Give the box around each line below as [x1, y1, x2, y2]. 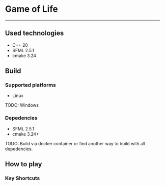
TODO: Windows [5, 102, 39, 108]
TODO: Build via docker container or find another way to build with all [5, 140, 145, 146]
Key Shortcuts [5, 175, 40, 182]
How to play [5, 160, 42, 168]
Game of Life [5, 3, 58, 15]
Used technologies [5, 29, 64, 37]
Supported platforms [5, 82, 56, 89]
